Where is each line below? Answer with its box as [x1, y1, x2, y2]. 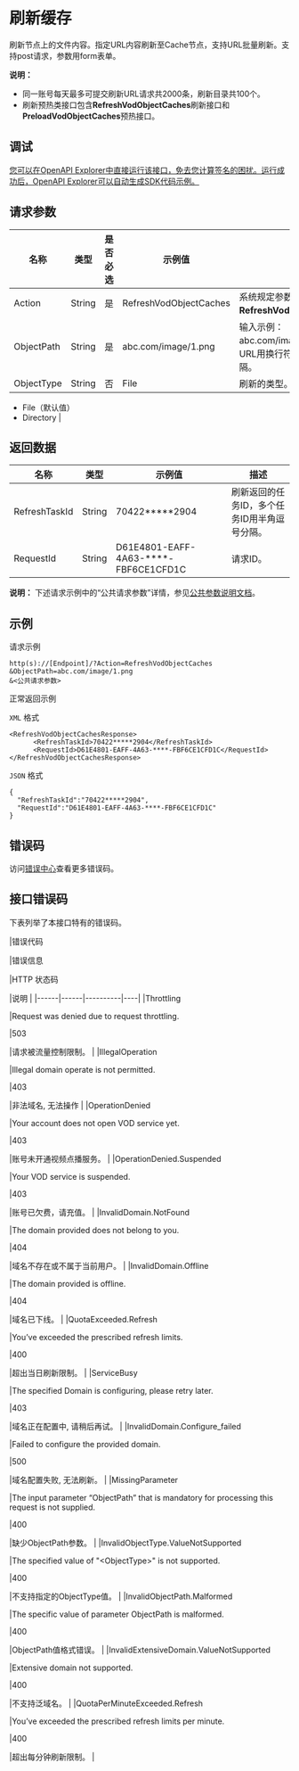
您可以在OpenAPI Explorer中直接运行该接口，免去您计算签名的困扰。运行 [9, 164, 278, 175]
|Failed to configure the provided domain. [9, 1438, 161, 1449]
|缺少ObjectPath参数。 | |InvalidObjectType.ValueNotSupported [9, 1537, 242, 1548]
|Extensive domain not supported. [9, 1662, 133, 1673]
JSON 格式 [9, 770, 44, 781]
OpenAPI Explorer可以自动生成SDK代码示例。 [32, 176, 200, 186]
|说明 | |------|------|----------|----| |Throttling [9, 993, 182, 1003]
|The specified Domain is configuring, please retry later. [9, 1385, 214, 1396]
